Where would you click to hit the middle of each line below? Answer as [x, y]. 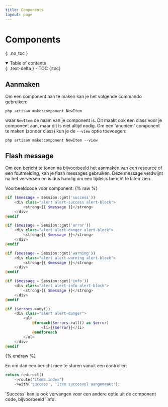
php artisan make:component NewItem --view [52, 141]
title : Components [24, 10]
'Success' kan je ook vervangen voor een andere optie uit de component [81, 394]
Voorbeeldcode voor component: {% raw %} [52, 188]
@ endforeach [45, 332]
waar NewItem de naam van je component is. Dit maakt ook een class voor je [84, 120]
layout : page [19, 15]
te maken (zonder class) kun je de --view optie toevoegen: [66, 131]
